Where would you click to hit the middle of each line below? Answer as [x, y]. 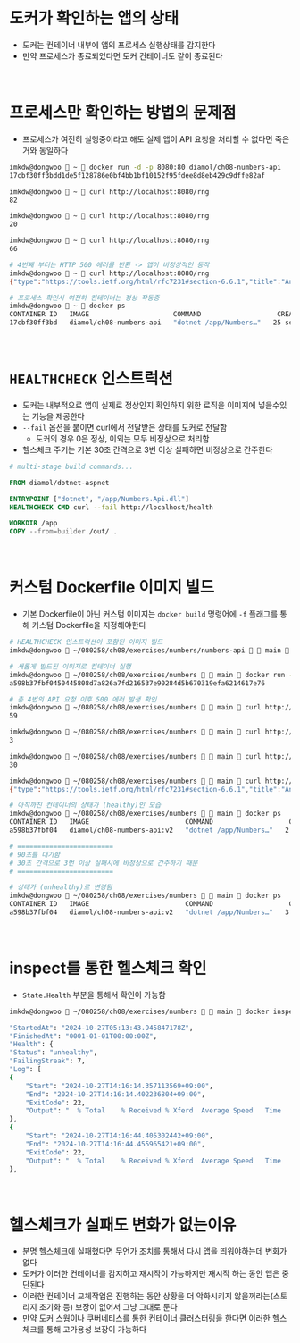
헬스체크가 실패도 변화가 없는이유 [123, 1225]
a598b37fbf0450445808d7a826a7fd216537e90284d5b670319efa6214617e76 [137, 683]
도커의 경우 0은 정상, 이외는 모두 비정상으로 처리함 [122, 438]
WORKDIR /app [33, 524]
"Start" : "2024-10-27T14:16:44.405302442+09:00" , [120, 1136]
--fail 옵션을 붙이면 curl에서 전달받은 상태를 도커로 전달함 [125, 427]
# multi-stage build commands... [71, 466]
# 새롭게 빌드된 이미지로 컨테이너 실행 [70, 667]
